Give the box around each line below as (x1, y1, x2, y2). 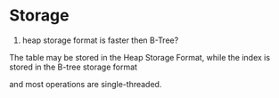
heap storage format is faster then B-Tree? (21, 35, 179, 45)
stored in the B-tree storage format (9, 61, 138, 72)
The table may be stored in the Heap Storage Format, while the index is (9, 52, 270, 62)
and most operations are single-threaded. (9, 78, 162, 89)
